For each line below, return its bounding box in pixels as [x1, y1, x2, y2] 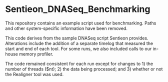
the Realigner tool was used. [5, 71, 64, 77]
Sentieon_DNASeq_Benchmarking [5, 3, 150, 15]
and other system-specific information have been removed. [5, 25, 127, 31]
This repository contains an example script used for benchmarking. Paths [5, 20, 156, 26]
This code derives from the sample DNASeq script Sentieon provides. [5, 35, 148, 41]
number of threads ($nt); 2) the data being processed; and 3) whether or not [5, 66, 163, 72]
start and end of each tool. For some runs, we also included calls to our [5, 45, 152, 51]
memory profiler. [19, 51, 53, 57]
